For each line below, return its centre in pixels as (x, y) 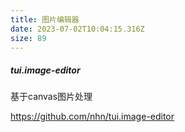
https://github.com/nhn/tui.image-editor (92, 117)
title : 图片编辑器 (45, 19)
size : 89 (28, 38)
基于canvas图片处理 (51, 97)
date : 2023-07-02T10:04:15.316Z (77, 29)
